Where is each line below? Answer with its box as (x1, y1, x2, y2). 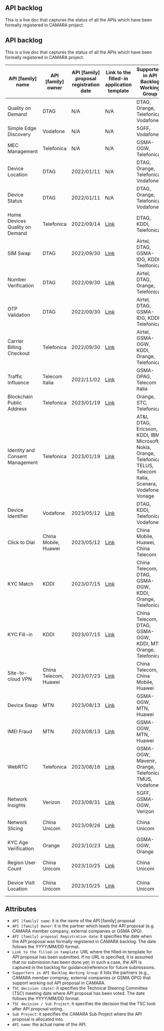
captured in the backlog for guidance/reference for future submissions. (12, 965, 156, 970)
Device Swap (7, 702, 38, 708)
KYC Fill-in (7, 631, 33, 638)
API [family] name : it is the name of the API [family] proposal (12, 918, 135, 924)
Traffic (7, 373, 23, 380)
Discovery (7, 131, 31, 138)
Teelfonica (136, 262, 161, 269)
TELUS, (136, 462, 154, 469)
